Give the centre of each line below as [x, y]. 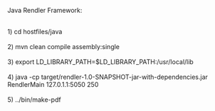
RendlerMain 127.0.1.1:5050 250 [53, 84]
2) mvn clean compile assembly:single [63, 47]
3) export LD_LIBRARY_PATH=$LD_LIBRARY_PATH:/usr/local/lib [100, 62]
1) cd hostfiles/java [35, 32]
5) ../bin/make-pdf [35, 100]
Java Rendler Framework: [45, 10]
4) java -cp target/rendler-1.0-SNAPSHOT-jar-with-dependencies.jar [108, 77]
